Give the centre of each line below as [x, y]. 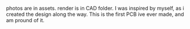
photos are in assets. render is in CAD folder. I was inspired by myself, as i [95, 8]
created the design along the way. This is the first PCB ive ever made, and [95, 14]
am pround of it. [25, 20]
